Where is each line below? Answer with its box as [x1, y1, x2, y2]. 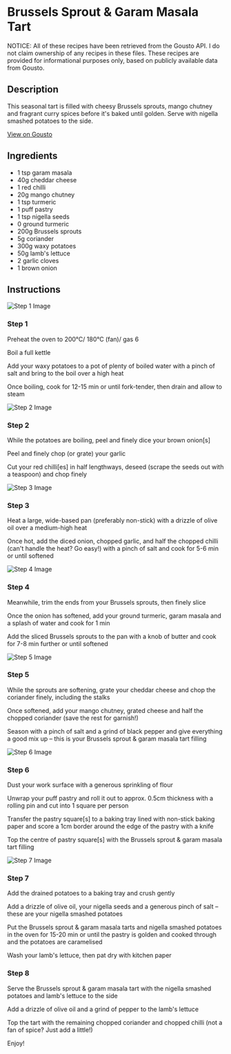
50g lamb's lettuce [17, 249, 71, 257]
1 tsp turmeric [17, 197, 57, 206]
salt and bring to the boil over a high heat [7, 369, 124, 377]
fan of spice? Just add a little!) [7, 1026, 93, 1034]
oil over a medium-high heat [7, 524, 88, 532]
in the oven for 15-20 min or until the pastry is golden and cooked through [7, 930, 217, 939]
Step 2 [7, 420, 30, 430]
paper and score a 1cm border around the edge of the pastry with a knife [7, 822, 214, 830]
